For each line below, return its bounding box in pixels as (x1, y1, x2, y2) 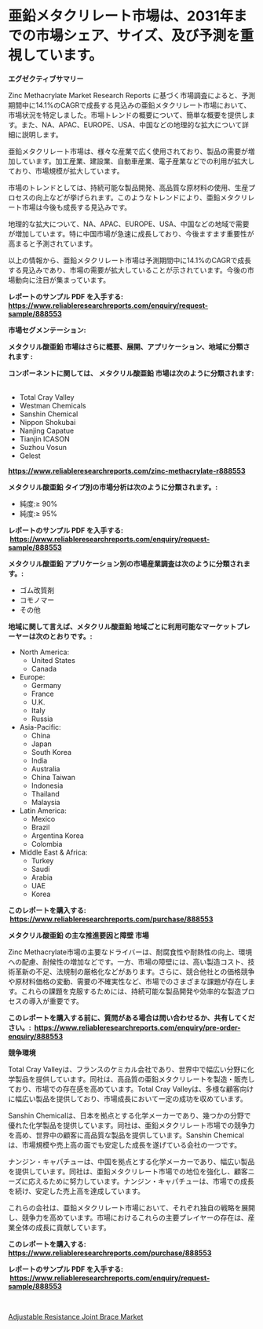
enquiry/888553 (8, 1031, 64, 1041)
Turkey (31, 855, 54, 865)
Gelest (19, 451, 41, 460)
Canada (31, 664, 57, 673)
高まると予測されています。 (8, 239, 97, 248)
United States (31, 655, 76, 664)
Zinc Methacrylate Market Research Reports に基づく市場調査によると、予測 (8, 90, 256, 100)
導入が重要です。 (28, 996, 84, 1005)
